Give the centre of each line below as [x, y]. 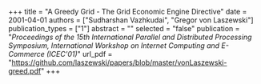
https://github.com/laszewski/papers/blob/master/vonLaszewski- [119, 62]
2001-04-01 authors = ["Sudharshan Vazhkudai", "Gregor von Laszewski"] [131, 20]
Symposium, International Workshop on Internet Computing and [114, 46]
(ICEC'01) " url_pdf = [80, 54]
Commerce [27, 54]
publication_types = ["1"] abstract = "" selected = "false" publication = [124, 28]
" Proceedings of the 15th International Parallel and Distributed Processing [130, 37]
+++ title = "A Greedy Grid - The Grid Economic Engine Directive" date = [128, 12]
